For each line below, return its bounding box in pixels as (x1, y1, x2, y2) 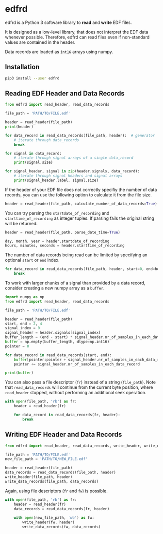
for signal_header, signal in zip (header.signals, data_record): (5, 169, 140, 174)
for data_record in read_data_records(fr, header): (14, 413, 120, 418)
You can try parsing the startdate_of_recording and (5, 210, 110, 216)
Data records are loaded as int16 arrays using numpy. (5, 49, 113, 55)
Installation (5, 63, 40, 71)
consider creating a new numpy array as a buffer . (5, 285, 105, 291)
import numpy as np (5, 295, 45, 300)
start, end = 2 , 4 (5, 321, 42, 326)
